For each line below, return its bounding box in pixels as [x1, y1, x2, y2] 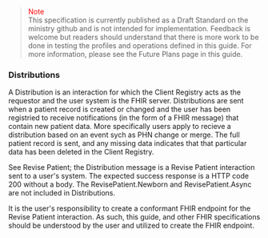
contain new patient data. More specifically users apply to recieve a [8, 122, 232, 131]
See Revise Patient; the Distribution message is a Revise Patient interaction [8, 163, 255, 172]
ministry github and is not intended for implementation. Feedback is [27, 24, 250, 33]
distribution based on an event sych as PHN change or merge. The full [8, 130, 240, 139]
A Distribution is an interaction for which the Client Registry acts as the [8, 87, 242, 97]
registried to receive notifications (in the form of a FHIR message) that [8, 113, 239, 123]
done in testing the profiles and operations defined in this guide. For [27, 41, 252, 50]
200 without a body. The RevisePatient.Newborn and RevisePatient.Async [8, 180, 252, 189]
